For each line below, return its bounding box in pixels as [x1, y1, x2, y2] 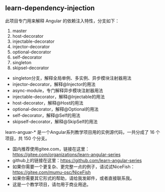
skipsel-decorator [12, 65, 49, 71]
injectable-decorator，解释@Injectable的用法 [12, 94, 105, 99]
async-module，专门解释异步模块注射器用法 [12, 87, 103, 94]
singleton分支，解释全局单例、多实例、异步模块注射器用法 [12, 75, 132, 81]
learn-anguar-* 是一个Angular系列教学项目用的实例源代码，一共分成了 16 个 [5, 129, 161, 135]
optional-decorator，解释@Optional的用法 [12, 106, 99, 112]
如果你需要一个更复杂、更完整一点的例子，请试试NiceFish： [12, 164, 135, 170]
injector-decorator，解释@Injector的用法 [12, 81, 96, 87]
